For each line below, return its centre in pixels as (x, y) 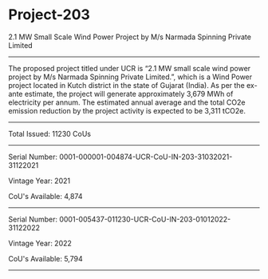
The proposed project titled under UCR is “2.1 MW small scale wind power (130, 68)
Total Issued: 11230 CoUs (50, 134)
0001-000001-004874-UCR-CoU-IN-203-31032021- (146, 157)
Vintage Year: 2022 (40, 243)
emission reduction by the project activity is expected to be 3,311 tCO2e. (127, 110)
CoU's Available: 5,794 (45, 258)
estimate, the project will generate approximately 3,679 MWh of (129, 94)
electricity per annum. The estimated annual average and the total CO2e (127, 102)
